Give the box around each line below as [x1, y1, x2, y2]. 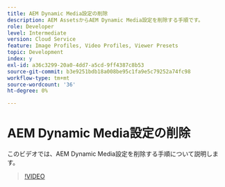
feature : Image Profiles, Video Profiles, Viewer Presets [7, 42, 178, 49]
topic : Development [7, 49, 64, 56]
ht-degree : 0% [7, 87, 49, 94]
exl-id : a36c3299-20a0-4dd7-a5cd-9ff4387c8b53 [7, 62, 144, 69]
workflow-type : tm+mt [7, 74, 70, 82]
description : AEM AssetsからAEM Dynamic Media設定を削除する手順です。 [7, 17, 203, 24]
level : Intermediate [7, 29, 67, 37]
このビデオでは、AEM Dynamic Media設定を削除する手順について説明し [7, 150, 213, 158]
